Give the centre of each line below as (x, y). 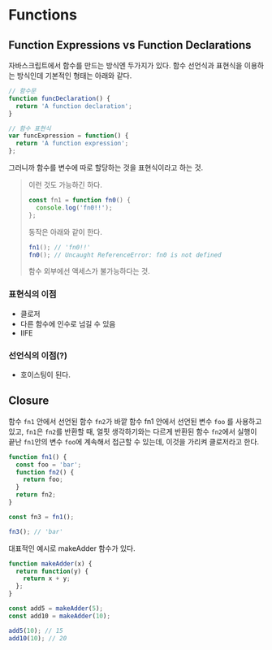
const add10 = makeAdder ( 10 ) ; (60, 616)
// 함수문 (22, 91)
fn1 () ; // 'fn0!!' (59, 247)
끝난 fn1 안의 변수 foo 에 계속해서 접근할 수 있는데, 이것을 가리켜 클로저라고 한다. (134, 441)
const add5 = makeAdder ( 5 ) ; (56, 609)
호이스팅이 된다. (45, 375)
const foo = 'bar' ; (49, 465)
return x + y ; (47, 578)
